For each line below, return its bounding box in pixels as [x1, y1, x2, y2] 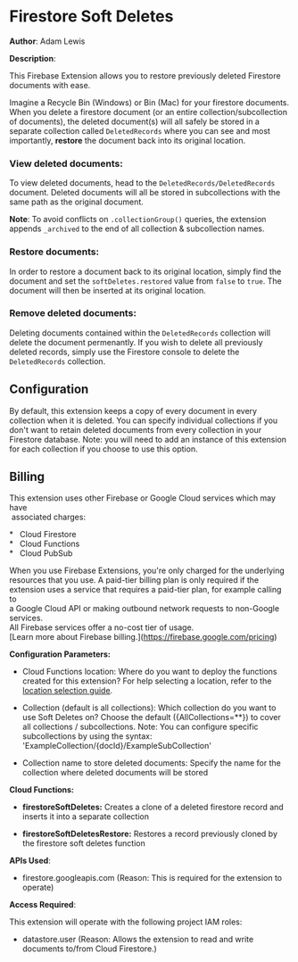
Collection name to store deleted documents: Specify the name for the [21, 758, 281, 768]
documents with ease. [9, 79, 91, 90]
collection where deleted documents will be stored [21, 767, 209, 778]
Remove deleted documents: [9, 307, 137, 319]
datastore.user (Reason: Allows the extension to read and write [21, 934, 254, 945]
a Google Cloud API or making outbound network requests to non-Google [9, 603, 279, 614]
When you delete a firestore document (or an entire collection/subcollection [9, 106, 288, 117]
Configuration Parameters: [9, 649, 112, 659]
